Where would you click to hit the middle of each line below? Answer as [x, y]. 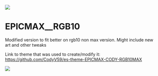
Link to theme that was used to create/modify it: [53, 54]
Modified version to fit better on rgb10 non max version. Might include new [79, 40]
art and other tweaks [26, 45]
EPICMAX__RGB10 [43, 27]
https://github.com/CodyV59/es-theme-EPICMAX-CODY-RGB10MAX [74, 59]
